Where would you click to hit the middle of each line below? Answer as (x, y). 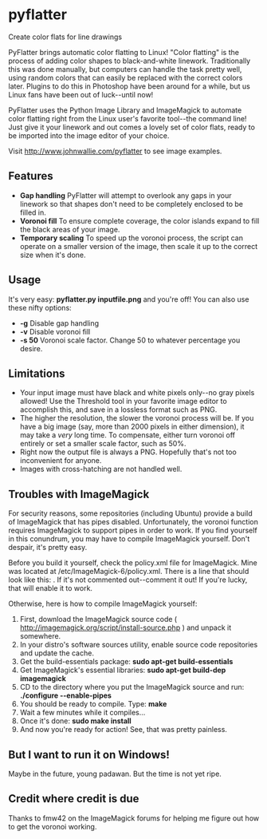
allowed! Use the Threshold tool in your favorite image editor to (123, 402)
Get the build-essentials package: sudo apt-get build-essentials (126, 662)
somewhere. (40, 636)
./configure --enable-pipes (65, 695)
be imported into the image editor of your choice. (89, 135)
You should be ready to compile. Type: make (93, 704)
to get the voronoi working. (53, 826)
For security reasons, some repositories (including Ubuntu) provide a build (130, 513)
